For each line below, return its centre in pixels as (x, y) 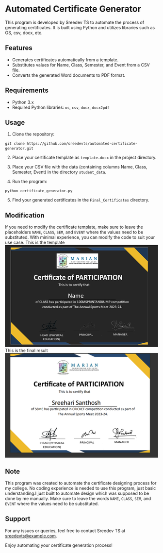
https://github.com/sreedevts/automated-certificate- (82, 144)
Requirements (27, 91)
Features (19, 48)
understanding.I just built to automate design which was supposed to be (77, 493)
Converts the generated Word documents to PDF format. (69, 75)
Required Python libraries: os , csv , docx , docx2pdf (61, 107)
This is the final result (26, 351)
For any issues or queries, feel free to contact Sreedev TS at (65, 531)
